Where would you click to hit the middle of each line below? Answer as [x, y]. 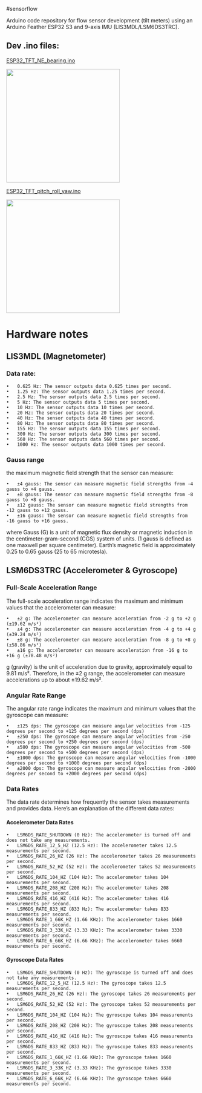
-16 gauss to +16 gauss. [37, 521]
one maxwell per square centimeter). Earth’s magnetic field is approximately [101, 545]
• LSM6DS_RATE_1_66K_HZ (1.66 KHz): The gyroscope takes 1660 [89, 1057]
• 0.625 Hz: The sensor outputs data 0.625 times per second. [89, 386]
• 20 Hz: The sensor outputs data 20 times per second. [81, 413]
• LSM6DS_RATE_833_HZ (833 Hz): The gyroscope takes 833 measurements [100, 1046]
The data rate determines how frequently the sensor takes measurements [98, 802]
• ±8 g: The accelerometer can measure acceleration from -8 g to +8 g [101, 640]
